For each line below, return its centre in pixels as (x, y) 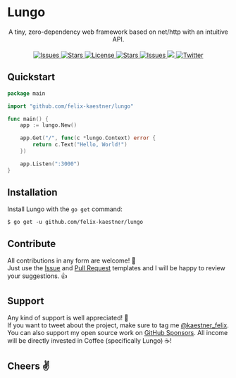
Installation (32, 193)
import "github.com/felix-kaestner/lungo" (70, 106)
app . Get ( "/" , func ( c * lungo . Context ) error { (88, 138)
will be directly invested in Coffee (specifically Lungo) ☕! (89, 341)
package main (26, 93)
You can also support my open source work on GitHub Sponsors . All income (118, 333)
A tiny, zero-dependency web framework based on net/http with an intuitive (118, 32)
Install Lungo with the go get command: (65, 209)
